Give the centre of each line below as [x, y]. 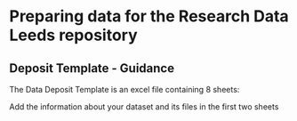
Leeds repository [73, 35]
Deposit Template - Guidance [92, 68]
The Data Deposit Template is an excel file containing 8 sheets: [124, 89]
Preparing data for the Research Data [149, 16]
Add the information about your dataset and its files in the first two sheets [144, 107]
